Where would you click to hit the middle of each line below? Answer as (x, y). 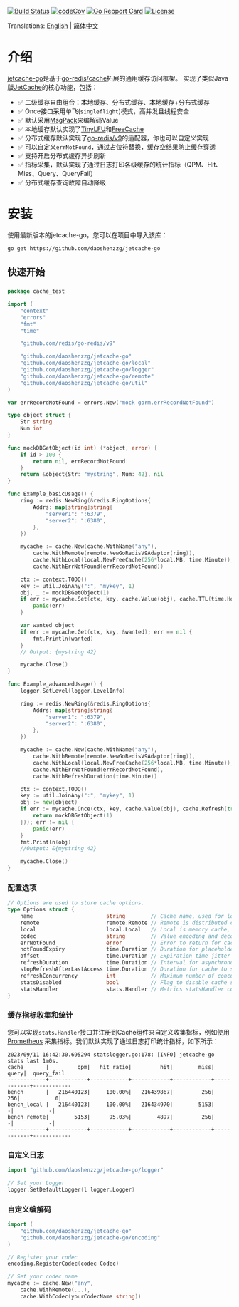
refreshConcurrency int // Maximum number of (117, 976)
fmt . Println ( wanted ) (63, 639)
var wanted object (47, 626)
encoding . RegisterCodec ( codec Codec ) (63, 1264)
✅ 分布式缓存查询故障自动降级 (62, 182)
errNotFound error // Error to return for (121, 943)
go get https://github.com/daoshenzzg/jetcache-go (84, 248)
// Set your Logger (36, 1183)
